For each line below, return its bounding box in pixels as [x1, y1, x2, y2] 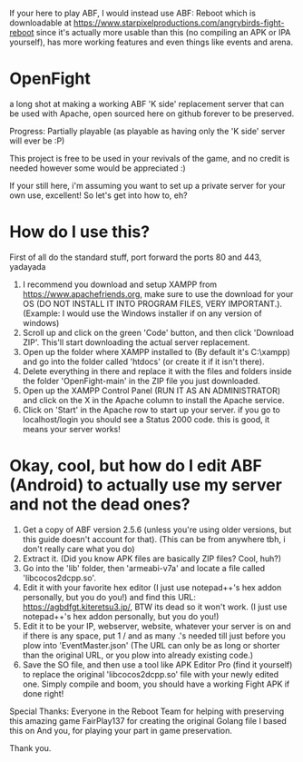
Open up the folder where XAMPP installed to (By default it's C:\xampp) [22, 346, 290, 357]
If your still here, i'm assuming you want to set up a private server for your [9, 180, 286, 191]
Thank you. [9, 742, 52, 753]
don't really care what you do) [22, 543, 135, 554]
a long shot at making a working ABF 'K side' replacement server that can [9, 98, 285, 109]
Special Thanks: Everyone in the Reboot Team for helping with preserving [9, 706, 285, 717]
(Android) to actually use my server [9, 475, 283, 496]
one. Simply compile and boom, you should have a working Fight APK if [22, 678, 290, 689]
